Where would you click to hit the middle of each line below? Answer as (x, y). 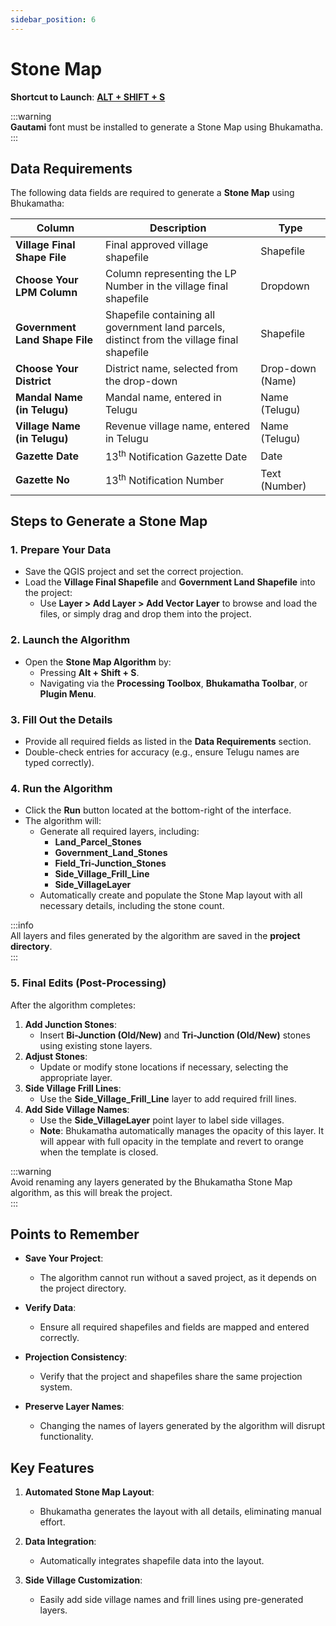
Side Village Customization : (83, 1580)
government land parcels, (165, 328)
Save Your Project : (64, 1258)
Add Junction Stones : (70, 1024)
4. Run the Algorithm (61, 788)
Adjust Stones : (56, 1056)
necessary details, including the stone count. (132, 906)
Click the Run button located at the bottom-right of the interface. (158, 810)
